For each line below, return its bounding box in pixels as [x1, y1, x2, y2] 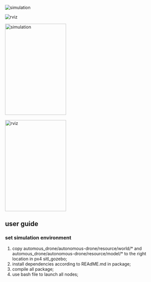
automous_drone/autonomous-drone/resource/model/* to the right [12, 250, 147, 256]
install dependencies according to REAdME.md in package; [12, 261, 131, 267]
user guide [5, 220, 38, 228]
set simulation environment [5, 234, 72, 241]
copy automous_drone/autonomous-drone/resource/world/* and [12, 246, 142, 251]
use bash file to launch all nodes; [12, 271, 79, 277]
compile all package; [12, 266, 54, 272]
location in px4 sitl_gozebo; [12, 256, 67, 262]
